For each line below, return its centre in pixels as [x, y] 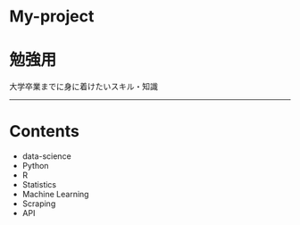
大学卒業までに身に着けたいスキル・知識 [83, 87]
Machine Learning [55, 195]
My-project [52, 17]
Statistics [39, 185]
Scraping [39, 204]
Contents [45, 132]
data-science [46, 156]
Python [35, 166]
